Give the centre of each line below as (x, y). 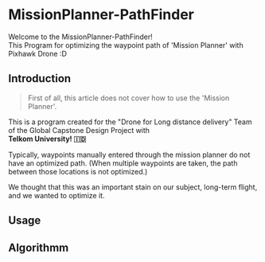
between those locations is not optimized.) (78, 171)
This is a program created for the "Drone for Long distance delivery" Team (130, 122)
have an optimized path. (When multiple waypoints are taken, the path (123, 163)
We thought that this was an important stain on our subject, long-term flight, (133, 187)
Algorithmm (39, 247)
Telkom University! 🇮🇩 (47, 139)
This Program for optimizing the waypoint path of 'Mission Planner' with (126, 45)
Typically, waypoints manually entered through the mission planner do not (129, 154)
